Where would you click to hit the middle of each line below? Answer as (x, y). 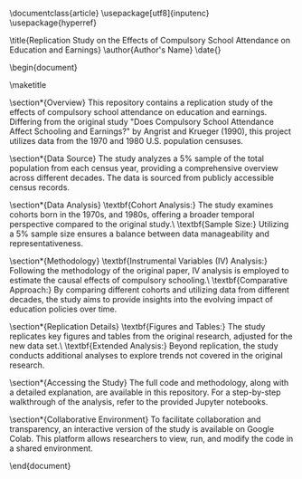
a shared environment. (51, 448)
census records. (40, 187)
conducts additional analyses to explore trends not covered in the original (146, 355)
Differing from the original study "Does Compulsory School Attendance (142, 122)
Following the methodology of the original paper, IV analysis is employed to (149, 270)
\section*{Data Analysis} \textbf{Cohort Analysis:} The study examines (142, 205)
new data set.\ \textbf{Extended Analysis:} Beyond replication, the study (144, 346)
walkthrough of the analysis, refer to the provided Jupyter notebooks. (139, 402)
